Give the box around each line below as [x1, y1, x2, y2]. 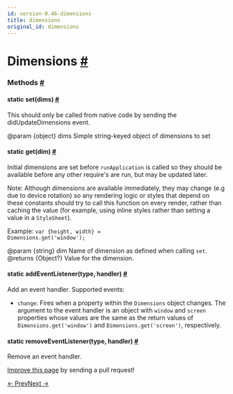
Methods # [7, 78, 45, 88]
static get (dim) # [7, 148, 57, 156]
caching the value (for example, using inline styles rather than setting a [7, 206, 211, 214]
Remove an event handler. [7, 352, 82, 361]
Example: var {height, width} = [7, 227, 101, 235]
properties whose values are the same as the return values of [17, 314, 193, 322]
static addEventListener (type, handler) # [7, 269, 127, 278]
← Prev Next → [7, 379, 49, 388]
